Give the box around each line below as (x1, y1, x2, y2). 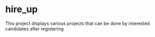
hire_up (5, 4, 38, 15)
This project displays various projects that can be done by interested (5, 20, 150, 26)
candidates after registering (5, 25, 64, 31)
